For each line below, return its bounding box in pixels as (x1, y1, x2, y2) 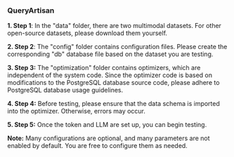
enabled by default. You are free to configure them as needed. (7, 142, 188, 150)
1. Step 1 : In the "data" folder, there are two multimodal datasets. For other (7, 22, 221, 30)
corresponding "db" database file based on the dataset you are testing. (7, 50, 214, 58)
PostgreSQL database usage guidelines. (7, 86, 124, 95)
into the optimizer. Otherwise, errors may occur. (7, 107, 146, 116)
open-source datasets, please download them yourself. (7, 29, 167, 37)
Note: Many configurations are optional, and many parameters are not (7, 134, 210, 142)
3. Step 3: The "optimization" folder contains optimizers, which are (7, 64, 201, 72)
